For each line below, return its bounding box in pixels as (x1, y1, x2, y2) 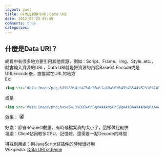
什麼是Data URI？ (5, 44, 58, 53)
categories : (5, 25, 29, 30)
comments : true (5, 20, 36, 26)
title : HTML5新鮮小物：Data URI (5, 12, 67, 17)
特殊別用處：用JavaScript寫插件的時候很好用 (5, 141, 95, 147)
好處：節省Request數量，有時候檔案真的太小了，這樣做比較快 (5, 124, 128, 130)
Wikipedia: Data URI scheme (5, 146, 62, 152)
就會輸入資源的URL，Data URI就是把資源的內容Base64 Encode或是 (5, 64, 140, 70)
